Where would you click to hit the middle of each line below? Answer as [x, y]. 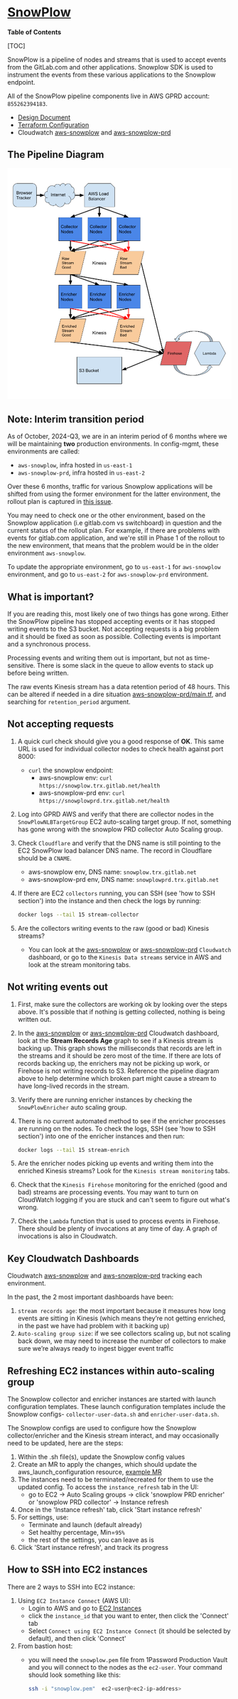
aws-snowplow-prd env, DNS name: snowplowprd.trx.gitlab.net [123, 879]
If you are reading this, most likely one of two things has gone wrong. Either [118, 614]
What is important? [51, 597]
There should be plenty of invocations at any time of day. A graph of [118, 1229]
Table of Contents [34, 32]
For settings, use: [43, 1517]
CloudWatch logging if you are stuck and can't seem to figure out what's [124, 1200]
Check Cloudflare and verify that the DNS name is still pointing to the [119, 843]
